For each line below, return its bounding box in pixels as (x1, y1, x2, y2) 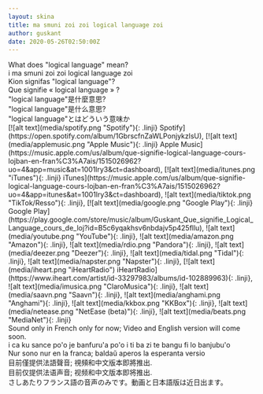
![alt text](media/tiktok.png (165, 190, 252, 200)
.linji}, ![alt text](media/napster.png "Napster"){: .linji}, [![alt (8, 256, 199, 267)
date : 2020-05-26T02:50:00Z (8, 38, 101, 46)
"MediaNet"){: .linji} (8, 315, 72, 325)
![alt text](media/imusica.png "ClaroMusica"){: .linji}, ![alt (8, 282, 193, 291)
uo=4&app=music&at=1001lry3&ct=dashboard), (8, 165, 163, 175)
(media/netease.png (8, 307, 74, 316)
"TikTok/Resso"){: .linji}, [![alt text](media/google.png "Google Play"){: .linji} (8, 198, 254, 208)
